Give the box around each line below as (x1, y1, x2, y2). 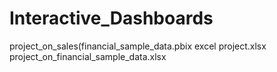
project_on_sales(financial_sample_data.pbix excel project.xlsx (9, 40, 267, 52)
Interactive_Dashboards (9, 7, 214, 30)
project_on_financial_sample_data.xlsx (9, 50, 167, 62)
